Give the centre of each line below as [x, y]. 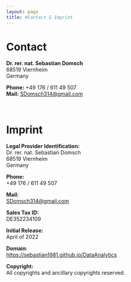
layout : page [22, 12]
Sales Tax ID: [23, 213]
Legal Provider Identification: [43, 146]
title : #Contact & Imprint [40, 17]
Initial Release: [25, 231]
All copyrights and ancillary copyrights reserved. [66, 273]
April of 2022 [22, 237]
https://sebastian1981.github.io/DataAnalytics [62, 255]
